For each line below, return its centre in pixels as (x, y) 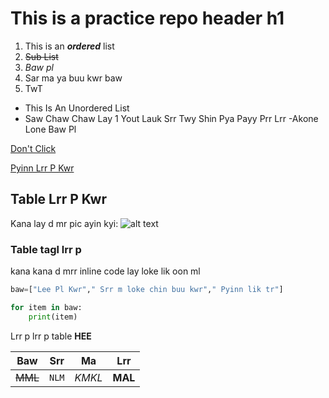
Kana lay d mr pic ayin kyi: (64, 223)
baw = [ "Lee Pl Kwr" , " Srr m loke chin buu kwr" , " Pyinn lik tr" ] (147, 290)
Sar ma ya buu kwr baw (73, 78)
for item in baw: (46, 307)
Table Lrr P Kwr (58, 199)
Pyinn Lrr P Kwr (42, 168)
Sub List (41, 56)
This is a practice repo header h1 (147, 18)
